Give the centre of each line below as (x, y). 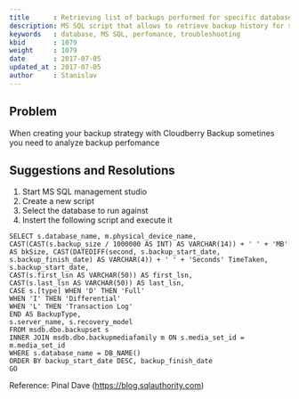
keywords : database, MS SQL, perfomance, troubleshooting (125, 34)
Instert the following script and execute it (97, 220)
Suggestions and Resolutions (92, 170)
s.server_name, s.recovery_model (71, 322)
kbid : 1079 (43, 42)
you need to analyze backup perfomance (85, 142)
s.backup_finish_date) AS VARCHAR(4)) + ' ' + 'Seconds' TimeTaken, (139, 260)
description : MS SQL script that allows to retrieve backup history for (147, 26)
